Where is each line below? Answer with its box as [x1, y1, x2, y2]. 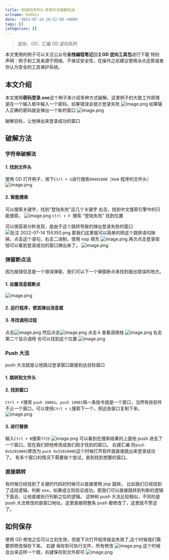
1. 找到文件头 [5, 164, 32, 170]
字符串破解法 [5, 150, 37, 158]
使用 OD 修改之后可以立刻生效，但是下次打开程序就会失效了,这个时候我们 [5, 536, 157, 543]
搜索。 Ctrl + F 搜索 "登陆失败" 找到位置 [9, 213, 123, 219]
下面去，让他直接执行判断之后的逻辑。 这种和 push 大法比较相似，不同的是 [5, 493, 160, 499]
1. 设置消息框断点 [5, 281, 41, 287]
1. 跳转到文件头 [5, 374, 36, 380]
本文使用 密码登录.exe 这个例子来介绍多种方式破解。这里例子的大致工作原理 [5, 94, 160, 100]
